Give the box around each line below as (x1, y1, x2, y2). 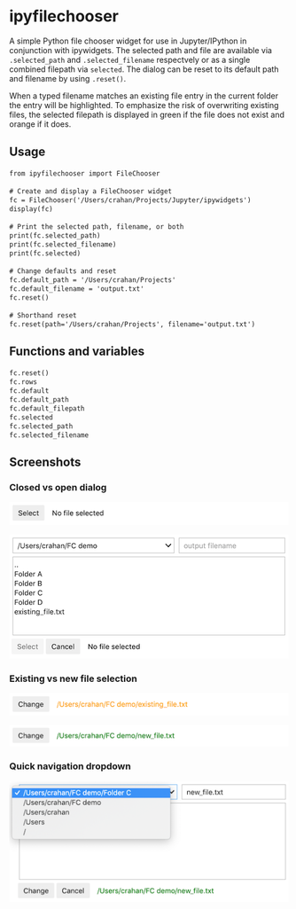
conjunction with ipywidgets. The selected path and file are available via (9, 44, 273, 55)
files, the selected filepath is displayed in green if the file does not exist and (9, 109, 285, 120)
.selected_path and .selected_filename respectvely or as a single (9, 54, 251, 65)
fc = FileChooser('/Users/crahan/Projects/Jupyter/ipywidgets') (9, 195, 252, 205)
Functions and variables (9, 344, 144, 359)
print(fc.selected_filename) (9, 239, 117, 249)
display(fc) (9, 204, 53, 214)
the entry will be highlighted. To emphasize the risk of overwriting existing (9, 99, 279, 110)
